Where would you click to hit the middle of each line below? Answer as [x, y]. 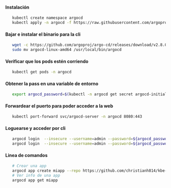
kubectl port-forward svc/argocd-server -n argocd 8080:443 [77, 117]
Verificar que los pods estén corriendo [47, 61]
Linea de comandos [26, 155]
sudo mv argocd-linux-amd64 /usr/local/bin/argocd [67, 50]
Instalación [17, 7]
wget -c [20, 45]
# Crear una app [29, 166]
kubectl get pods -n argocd [42, 72]
